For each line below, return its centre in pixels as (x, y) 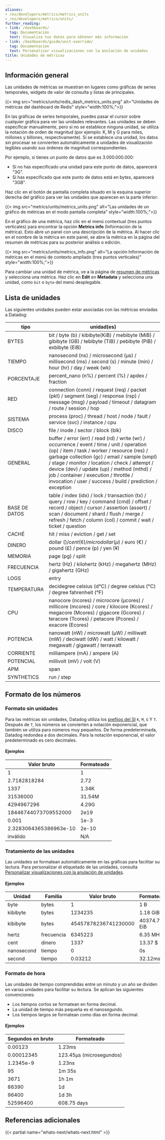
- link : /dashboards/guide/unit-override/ (49, 42)
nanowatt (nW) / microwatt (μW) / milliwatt (98, 633)
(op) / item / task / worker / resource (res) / (98, 451)
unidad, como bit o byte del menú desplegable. (54, 282)
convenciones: (20, 995)
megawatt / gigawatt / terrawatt (85, 645)
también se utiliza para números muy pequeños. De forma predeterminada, (81, 729)
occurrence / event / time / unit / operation (98, 444)
